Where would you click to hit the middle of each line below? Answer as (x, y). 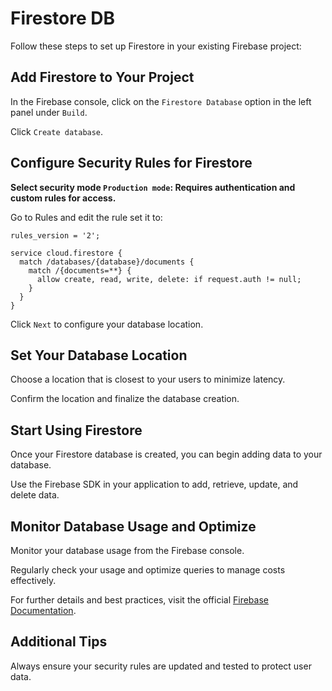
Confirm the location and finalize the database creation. (125, 399)
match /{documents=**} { (80, 270)
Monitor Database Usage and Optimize (133, 526)
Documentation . (43, 610)
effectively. (33, 580)
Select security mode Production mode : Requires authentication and (153, 187)
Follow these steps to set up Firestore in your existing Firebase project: (156, 46)
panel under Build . (49, 112)
